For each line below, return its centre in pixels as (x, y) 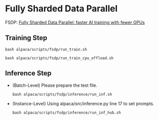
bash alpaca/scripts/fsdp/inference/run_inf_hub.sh (66, 113)
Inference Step (28, 73)
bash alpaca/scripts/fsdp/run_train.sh (46, 49)
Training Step (26, 38)
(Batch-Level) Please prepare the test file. (55, 85)
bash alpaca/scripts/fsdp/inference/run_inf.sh (62, 94)
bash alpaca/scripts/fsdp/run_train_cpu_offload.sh (59, 58)
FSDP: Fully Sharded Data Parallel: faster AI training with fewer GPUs (75, 22)
